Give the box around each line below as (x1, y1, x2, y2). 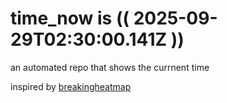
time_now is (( (10, 7, 130, 30)
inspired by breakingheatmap (10, 80, 132, 92)
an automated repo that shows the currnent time (10, 61, 210, 73)
